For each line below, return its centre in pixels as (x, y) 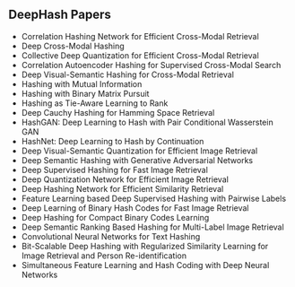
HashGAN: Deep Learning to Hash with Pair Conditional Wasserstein (147, 122)
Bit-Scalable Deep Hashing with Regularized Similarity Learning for (145, 246)
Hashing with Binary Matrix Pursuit (85, 93)
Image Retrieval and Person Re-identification (104, 256)
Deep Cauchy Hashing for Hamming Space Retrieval (118, 112)
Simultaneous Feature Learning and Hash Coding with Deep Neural (145, 265)
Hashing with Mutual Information (82, 83)
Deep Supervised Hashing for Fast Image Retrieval (114, 170)
